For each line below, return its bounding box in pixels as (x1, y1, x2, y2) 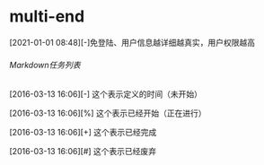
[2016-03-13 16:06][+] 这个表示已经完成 (9, 127, 157, 138)
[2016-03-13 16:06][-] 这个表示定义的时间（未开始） (9, 89, 203, 100)
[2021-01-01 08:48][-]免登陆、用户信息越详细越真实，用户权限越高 (9, 37, 256, 48)
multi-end (9, 6, 85, 27)
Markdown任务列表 (9, 59, 81, 70)
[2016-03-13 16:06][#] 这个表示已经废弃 (9, 146, 157, 157)
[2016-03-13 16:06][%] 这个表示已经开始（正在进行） (9, 108, 207, 118)
